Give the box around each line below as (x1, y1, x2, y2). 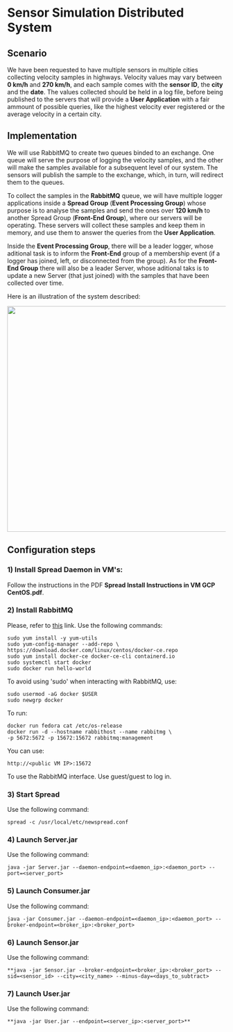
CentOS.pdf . (7, 588, 44, 597)
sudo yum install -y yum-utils (7, 634, 98, 642)
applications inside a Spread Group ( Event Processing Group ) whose (7, 199, 207, 207)
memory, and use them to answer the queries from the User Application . (7, 228, 216, 237)
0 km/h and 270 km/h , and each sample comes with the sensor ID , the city (7, 81, 223, 88)
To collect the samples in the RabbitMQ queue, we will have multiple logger (7, 191, 223, 199)
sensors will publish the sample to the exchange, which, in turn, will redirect (7, 170, 224, 178)
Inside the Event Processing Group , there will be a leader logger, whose (7, 242, 214, 250)
